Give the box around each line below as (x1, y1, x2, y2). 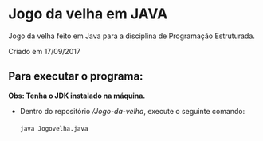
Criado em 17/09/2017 (8, 46, 81, 56)
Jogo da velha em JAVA (8, 5, 168, 23)
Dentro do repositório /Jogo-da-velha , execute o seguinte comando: (19, 106, 245, 116)
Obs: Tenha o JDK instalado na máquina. (8, 91, 146, 100)
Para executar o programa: (8, 69, 143, 84)
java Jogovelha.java (19, 124, 88, 132)
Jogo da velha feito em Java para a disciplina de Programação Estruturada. (8, 31, 255, 41)
